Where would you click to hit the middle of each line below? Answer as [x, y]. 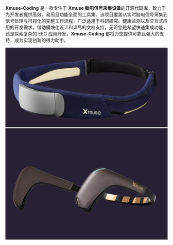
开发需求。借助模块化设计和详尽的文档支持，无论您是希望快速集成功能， [91, 27]
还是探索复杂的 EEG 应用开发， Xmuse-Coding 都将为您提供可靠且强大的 [82, 34]
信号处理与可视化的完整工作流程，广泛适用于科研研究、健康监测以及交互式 [84, 21]
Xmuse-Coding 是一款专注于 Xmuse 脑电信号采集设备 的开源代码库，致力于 [86, 8]
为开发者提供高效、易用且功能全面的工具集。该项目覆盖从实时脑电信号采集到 [86, 14]
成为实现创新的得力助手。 [41, 40]
